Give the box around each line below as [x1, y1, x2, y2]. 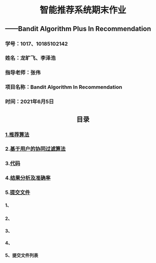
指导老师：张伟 [5, 69, 41, 76]
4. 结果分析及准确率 [5, 175, 51, 181]
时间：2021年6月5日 [5, 98, 54, 105]
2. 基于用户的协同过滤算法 [5, 145, 66, 152]
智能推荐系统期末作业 [39, 4, 126, 16]
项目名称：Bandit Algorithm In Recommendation [5, 84, 122, 90]
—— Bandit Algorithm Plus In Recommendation [5, 24, 152, 33]
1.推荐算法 [5, 131, 30, 138]
